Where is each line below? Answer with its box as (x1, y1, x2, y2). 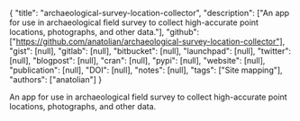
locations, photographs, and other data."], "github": (9, 27, 200, 37)
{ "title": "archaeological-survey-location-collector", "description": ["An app (9, 8, 290, 18)
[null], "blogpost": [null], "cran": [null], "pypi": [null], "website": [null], (9, 56, 266, 65)
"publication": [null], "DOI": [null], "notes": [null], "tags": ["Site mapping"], (9, 65, 283, 75)
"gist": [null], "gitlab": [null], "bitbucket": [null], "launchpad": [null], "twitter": (9, 46, 291, 56)
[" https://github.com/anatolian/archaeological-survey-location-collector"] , (9, 36, 286, 47)
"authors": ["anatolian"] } (9, 74, 102, 84)
